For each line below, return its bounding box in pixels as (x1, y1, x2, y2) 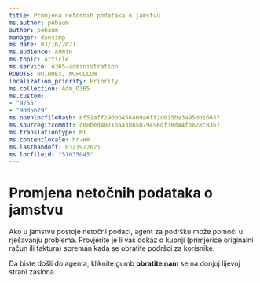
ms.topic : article (9, 56, 69, 64)
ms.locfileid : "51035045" (9, 150, 93, 158)
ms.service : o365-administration (9, 63, 119, 71)
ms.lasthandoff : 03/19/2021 (9, 143, 101, 151)
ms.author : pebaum (9, 19, 69, 27)
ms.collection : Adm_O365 (9, 84, 90, 93)
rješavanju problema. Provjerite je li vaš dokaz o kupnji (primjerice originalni (9, 235, 254, 244)
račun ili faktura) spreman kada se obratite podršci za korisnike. (9, 244, 215, 253)
